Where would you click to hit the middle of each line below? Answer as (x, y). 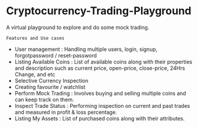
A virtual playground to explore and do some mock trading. (78, 27)
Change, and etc (35, 74)
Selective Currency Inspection (51, 81)
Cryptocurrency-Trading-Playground (99, 11)
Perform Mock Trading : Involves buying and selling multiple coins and (100, 93)
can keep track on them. (44, 100)
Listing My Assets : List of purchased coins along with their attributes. (100, 118)
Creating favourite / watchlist (50, 87)
